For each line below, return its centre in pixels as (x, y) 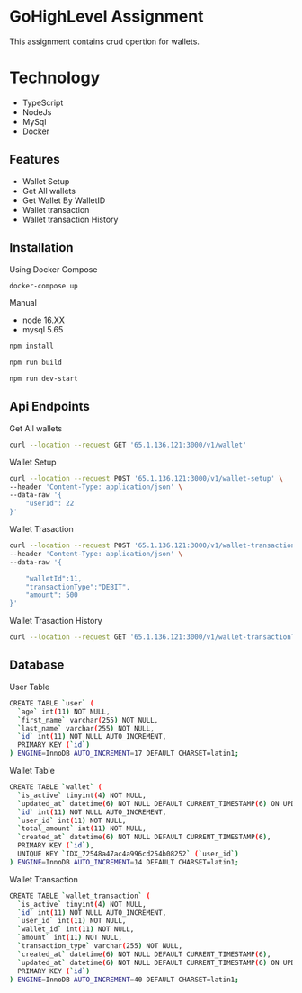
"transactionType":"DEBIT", (78, 587)
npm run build (36, 363)
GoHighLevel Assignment (107, 17)
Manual (23, 303)
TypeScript (43, 102)
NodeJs (37, 112)
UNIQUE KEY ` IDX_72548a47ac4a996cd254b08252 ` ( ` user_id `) (129, 854)
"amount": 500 (52, 595)
